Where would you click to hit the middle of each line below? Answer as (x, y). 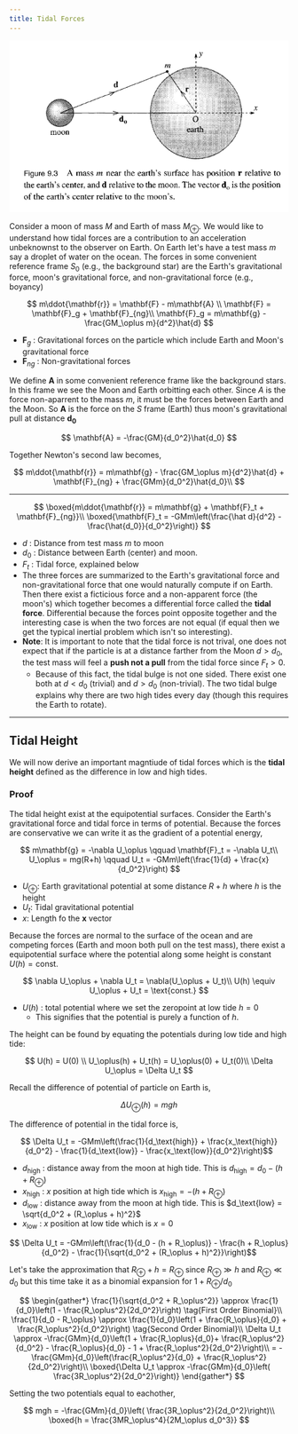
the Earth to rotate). (71, 704)
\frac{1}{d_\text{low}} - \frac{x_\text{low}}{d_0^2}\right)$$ (167, 1151)
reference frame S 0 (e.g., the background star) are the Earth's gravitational (145, 267)
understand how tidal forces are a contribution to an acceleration (128, 238)
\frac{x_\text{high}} (242, 1142)
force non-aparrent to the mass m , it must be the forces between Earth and (146, 399)
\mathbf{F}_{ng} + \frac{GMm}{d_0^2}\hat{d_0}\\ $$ (149, 481)
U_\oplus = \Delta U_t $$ (149, 1071)
